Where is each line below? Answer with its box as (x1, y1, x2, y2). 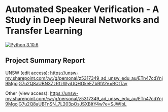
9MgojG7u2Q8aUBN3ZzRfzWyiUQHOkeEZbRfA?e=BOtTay (5, 80, 128, 86)
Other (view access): (5, 90, 49, 96)
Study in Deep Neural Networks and (5, 14, 160, 26)
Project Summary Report (5, 57, 85, 65)
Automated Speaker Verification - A (5, 4, 159, 15)
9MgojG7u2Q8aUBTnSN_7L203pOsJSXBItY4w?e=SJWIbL (5, 101, 127, 107)
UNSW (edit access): (5, 70, 49, 76)
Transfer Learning (5, 25, 83, 36)
